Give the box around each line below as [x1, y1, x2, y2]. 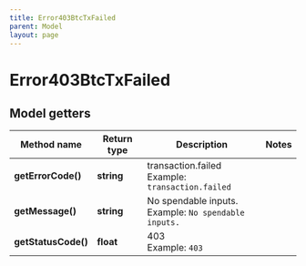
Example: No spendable [147, 206, 246, 219]
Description [176, 138, 229, 151]
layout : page [9, 30, 59, 39]
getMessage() [14, 205, 77, 218]
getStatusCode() [14, 236, 88, 249]
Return [102, 133, 133, 146]
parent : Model [9, 22, 64, 31]
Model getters [9, 106, 91, 121]
